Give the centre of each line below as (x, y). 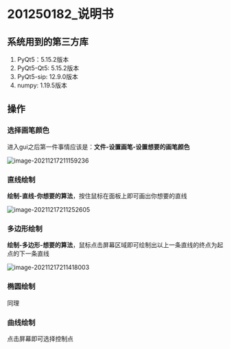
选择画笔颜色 (28, 130)
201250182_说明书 (60, 14)
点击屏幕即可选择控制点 (40, 339)
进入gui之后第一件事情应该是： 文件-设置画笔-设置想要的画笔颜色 (99, 147)
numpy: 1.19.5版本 (42, 85)
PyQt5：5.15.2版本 (43, 60)
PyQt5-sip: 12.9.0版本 (47, 77)
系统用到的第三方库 (48, 42)
